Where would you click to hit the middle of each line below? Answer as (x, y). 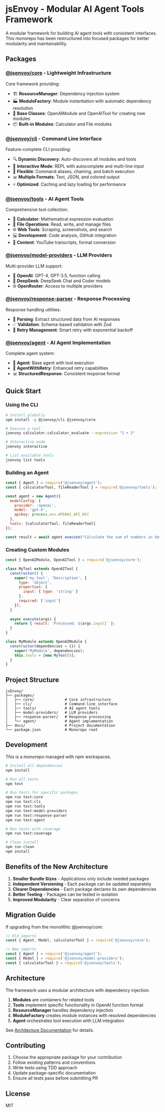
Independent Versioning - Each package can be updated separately (82, 884)
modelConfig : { (25, 501)
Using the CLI (22, 405)
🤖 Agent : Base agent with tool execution (53, 363)
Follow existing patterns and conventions (54, 1062)
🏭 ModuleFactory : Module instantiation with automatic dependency (82, 101)
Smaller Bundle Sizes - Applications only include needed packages (81, 878)
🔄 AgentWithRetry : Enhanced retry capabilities (60, 368)
